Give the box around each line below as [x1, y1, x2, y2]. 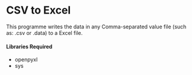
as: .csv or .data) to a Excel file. [6, 29, 83, 36]
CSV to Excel [6, 4, 71, 17]
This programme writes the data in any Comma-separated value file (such [6, 23, 187, 30]
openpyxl [14, 56, 38, 63]
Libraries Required [6, 43, 53, 50]
